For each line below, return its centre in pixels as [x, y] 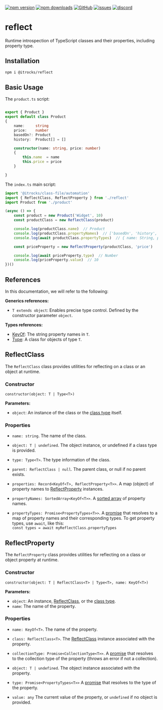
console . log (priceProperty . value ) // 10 [56, 260]
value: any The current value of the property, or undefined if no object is [85, 697]
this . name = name [41, 157]
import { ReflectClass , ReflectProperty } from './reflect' [67, 198]
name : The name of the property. [44, 606]
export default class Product [36, 117]
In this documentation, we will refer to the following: [57, 291]
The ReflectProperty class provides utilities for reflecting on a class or [75, 555]
